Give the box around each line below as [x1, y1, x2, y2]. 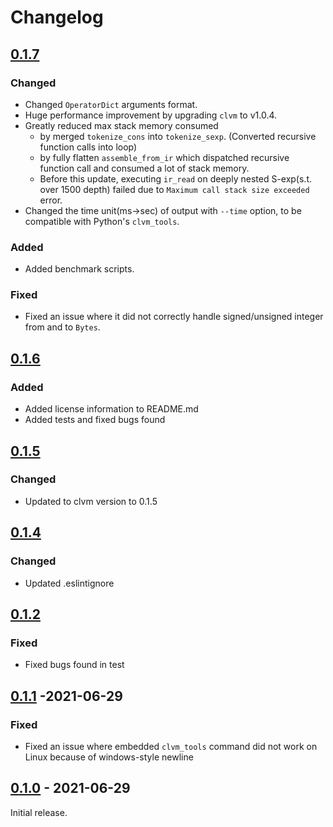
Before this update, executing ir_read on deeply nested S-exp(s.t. [39, 172, 313, 185]
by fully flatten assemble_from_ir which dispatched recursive [39, 151, 290, 163]
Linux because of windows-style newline [24, 751, 194, 763]
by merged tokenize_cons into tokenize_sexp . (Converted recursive [39, 130, 317, 142]
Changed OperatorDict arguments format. [24, 98, 198, 110]
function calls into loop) [39, 141, 138, 153]
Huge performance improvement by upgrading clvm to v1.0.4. [24, 109, 278, 121]
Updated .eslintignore [24, 577, 115, 589]
